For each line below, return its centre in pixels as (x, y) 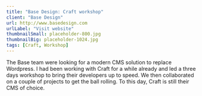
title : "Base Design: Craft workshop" (55, 12)
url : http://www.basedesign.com (47, 23)
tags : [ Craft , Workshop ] (37, 46)
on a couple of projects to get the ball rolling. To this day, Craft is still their (98, 81)
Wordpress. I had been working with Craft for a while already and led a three (101, 68)
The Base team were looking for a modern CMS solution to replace (89, 62)
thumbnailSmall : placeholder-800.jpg (54, 34)
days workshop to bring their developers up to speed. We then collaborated (100, 75)
